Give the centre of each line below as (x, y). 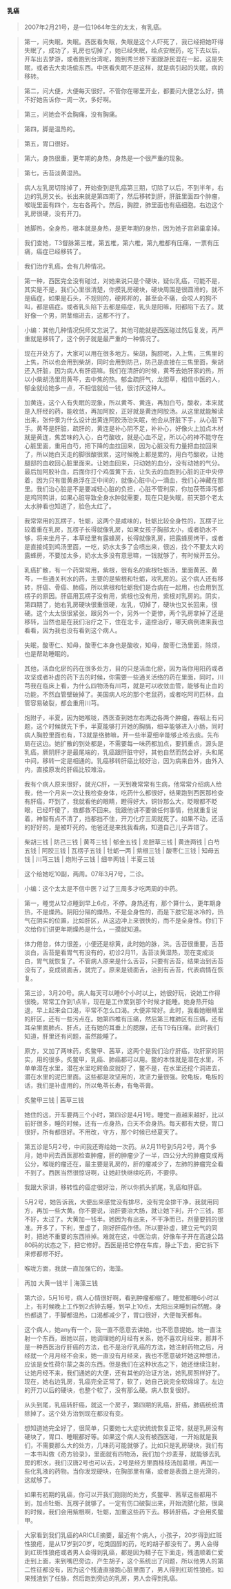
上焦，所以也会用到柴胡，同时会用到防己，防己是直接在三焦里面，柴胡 (124, 362)
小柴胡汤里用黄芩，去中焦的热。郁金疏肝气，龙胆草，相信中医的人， (127, 379)
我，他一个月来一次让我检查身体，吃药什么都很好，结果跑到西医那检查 (124, 793)
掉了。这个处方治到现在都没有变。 (79, 1414)
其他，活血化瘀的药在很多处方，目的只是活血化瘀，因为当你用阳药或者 (124, 668)
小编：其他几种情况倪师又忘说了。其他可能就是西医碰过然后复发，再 (121, 330)
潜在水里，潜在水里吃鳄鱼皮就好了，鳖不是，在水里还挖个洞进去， (130, 1068)
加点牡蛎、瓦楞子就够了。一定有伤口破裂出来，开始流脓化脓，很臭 (130, 1503)
